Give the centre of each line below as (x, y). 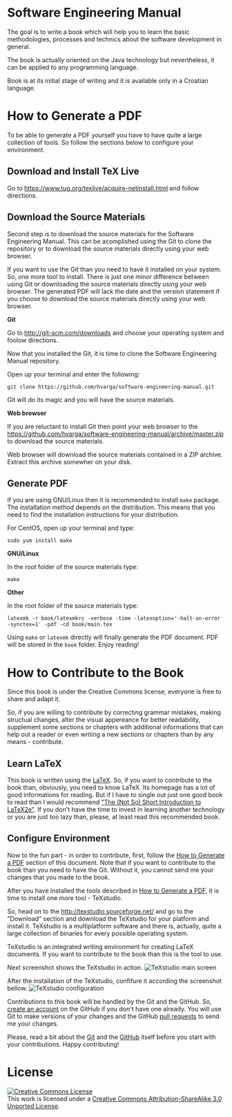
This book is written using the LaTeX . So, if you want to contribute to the (110, 780)
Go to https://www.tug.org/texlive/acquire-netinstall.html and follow (103, 188)
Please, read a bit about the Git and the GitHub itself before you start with (112, 1037)
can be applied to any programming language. (73, 67)
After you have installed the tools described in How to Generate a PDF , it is (113, 890)
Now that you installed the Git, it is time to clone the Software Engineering (112, 353)
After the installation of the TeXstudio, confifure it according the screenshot (115, 981)
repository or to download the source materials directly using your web (108, 248)
